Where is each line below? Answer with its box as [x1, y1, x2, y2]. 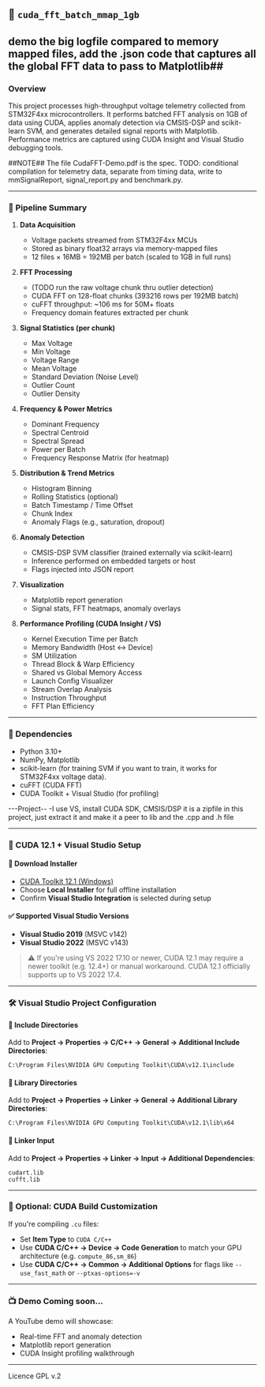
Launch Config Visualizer [31, 676, 114, 686]
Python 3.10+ [19, 746, 63, 756]
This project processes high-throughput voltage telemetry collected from [8, 101, 246, 111]
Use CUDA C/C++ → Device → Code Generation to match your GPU [19, 1242, 242, 1252]
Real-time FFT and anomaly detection [19, 1332, 142, 1341]
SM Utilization [31, 651, 77, 660]
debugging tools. [8, 143, 63, 152]
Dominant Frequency [31, 419, 100, 429]
